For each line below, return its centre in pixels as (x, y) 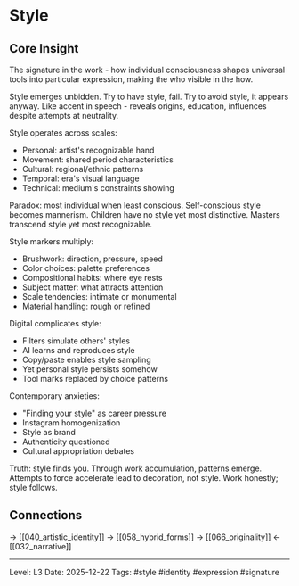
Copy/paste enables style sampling (86, 359)
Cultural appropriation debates (78, 451)
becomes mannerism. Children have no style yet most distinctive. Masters (145, 215)
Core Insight (44, 49)
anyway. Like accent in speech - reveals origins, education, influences (138, 106)
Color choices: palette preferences (85, 268)
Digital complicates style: (56, 323)
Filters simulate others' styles (76, 341)
